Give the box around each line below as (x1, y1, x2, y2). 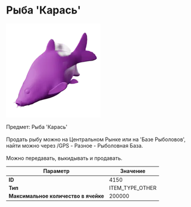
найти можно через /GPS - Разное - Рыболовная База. (6, 142, 143, 149)
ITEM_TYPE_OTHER (109, 184, 157, 191)
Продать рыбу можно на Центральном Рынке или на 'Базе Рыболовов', (6, 136, 186, 143)
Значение (120, 168, 146, 175)
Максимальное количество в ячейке (8, 192, 105, 200)
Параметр (43, 168, 70, 175)
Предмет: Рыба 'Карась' (6, 123, 68, 130)
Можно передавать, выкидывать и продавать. (6, 154, 122, 162)
